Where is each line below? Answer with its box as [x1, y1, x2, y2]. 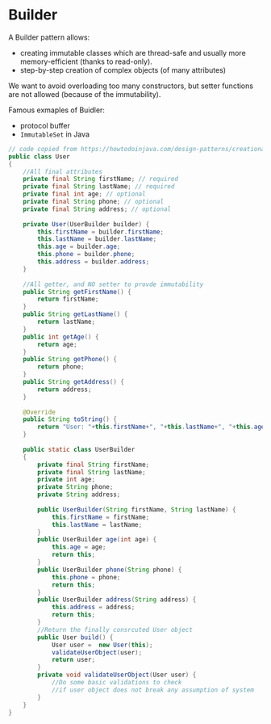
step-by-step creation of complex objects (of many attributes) [19, 65, 227, 74]
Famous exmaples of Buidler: [8, 105, 105, 115]
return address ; [37, 385, 92, 394]
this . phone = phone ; [51, 573, 121, 581]
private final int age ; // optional [23, 190, 147, 199]
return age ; [37, 340, 78, 348]
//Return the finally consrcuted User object [37, 625, 194, 633]
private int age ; [37, 475, 95, 484]
